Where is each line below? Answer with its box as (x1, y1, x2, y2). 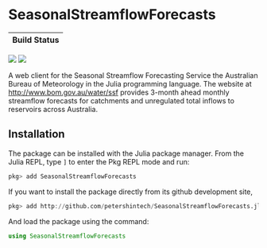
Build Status (12, 34, 60, 45)
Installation (8, 127, 65, 141)
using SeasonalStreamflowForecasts (8, 232, 126, 240)
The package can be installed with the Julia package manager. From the (8, 149, 245, 158)
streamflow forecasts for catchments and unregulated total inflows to (8, 95, 234, 105)
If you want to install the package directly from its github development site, (8, 187, 253, 196)
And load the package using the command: (8, 216, 149, 226)
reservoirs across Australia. (8, 104, 98, 114)
